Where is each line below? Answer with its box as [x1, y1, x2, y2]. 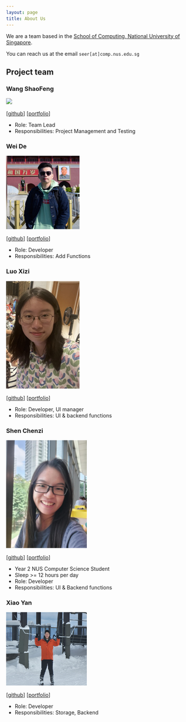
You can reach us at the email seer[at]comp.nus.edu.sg [6, 50, 140, 57]
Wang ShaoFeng [6, 84, 54, 93]
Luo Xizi [6, 267, 30, 276]
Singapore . [6, 39, 33, 46]
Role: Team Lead [14, 121, 56, 128]
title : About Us [6, 15, 46, 22]
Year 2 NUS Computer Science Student [14, 565, 110, 572]
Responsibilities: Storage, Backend [14, 709, 99, 716]
